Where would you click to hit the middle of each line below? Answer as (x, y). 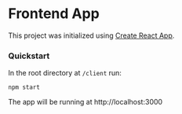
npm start (24, 87)
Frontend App (54, 14)
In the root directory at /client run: (65, 73)
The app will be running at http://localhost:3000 (86, 102)
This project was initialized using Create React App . (91, 35)
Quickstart (29, 56)
